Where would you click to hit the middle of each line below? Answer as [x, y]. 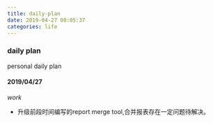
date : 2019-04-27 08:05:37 [46, 20]
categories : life [32, 26]
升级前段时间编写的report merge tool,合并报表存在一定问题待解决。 [113, 111]
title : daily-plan [34, 14]
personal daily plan [34, 66]
